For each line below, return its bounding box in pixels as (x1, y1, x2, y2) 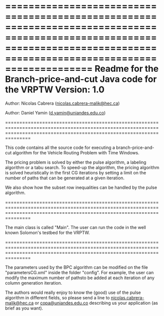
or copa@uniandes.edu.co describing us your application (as (34, 300, 158, 306)
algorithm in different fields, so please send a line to (5, 294, 110, 300)
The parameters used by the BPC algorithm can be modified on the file (5, 264, 148, 270)
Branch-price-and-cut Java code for (5, 74, 157, 85)
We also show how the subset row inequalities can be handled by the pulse (5, 184, 157, 190)
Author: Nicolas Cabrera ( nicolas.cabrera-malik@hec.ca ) (5, 100, 120, 106)
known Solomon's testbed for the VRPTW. (5, 230, 90, 235)
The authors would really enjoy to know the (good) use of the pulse (5, 289, 141, 295)
